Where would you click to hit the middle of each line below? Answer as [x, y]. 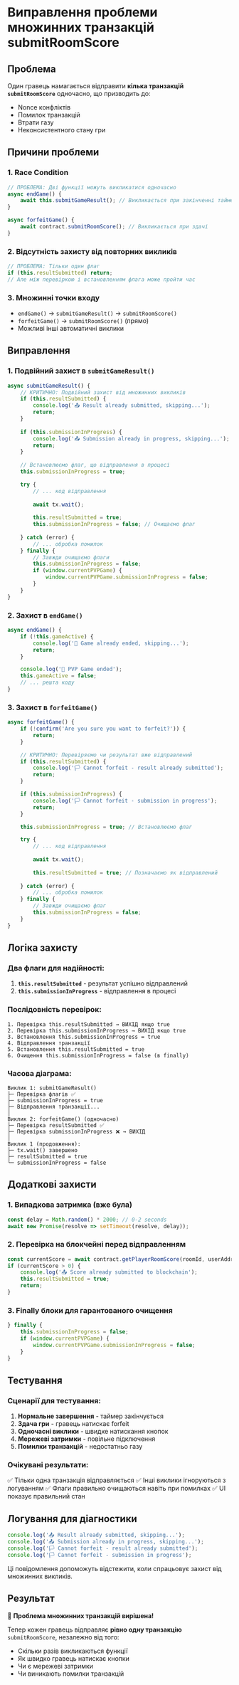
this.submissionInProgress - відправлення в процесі [97, 991]
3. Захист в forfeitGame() [53, 707]
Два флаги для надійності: [56, 968]
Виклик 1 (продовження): [44, 1144]
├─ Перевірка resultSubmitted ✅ [56, 1125]
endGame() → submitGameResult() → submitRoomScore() [97, 313]
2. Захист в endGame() [45, 615]
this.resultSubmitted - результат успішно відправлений [103, 983]
